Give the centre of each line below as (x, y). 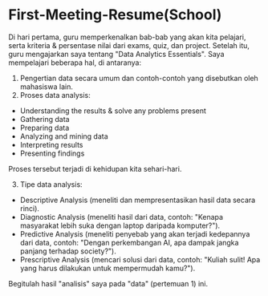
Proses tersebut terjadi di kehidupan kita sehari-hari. (95, 168)
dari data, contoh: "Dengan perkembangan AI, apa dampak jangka (129, 242)
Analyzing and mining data (64, 136)
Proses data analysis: (55, 95)
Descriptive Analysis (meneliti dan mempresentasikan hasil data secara (138, 200)
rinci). (30, 208)
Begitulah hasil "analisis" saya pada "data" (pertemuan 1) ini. (108, 283)
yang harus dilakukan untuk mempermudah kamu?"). (108, 268)
